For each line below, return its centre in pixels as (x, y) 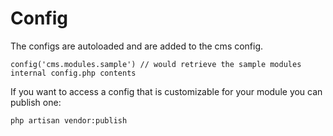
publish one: (36, 102)
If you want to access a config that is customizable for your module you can (166, 91)
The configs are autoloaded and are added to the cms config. (137, 46)
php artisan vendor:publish (69, 120)
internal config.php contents (73, 73)
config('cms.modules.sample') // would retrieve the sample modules (156, 64)
